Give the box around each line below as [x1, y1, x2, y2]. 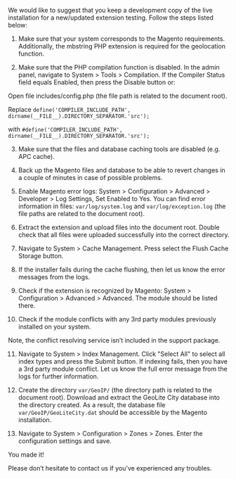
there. [18, 302, 36, 309]
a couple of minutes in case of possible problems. [18, 174, 163, 181]
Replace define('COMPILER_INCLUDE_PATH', [8, 106, 131, 113]
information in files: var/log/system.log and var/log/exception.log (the [18, 202, 226, 210]
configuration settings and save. [18, 437, 112, 445]
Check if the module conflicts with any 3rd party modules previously [18, 315, 216, 323]
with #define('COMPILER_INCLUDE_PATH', [8, 125, 123, 133]
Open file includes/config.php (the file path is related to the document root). [8, 91, 228, 100]
